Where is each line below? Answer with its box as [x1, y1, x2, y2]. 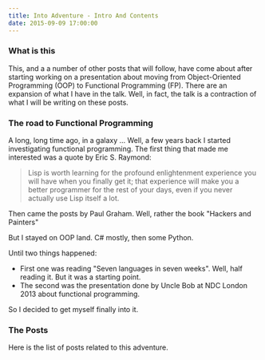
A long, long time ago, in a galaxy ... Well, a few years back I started [8, 136, 231, 145]
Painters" [8, 217, 39, 227]
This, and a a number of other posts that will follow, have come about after [8, 63, 253, 73]
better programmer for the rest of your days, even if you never [27, 185, 233, 195]
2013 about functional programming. [19, 289, 140, 299]
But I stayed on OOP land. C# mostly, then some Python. [8, 233, 194, 243]
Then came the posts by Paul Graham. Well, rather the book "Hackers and [8, 209, 251, 219]
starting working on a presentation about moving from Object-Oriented [8, 72, 241, 81]
